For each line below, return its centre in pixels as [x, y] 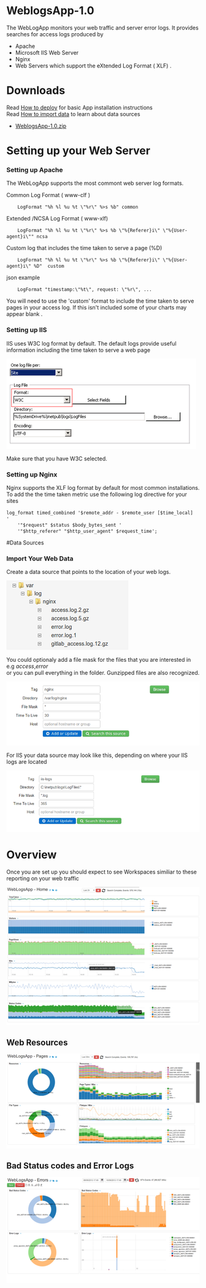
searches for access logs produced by [55, 34]
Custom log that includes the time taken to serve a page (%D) [84, 248]
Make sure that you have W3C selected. [57, 459]
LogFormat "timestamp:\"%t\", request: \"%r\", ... [85, 290]
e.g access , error [27, 666]
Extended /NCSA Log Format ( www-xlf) [57, 219]
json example [23, 277]
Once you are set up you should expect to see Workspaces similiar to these [102, 872]
